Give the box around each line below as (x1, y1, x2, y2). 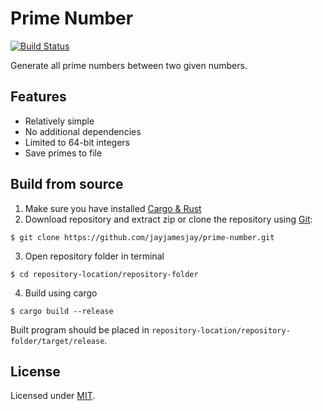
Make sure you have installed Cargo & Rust (24, 202, 202, 214)
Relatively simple (24, 115, 95, 127)
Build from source (10, 176, 124, 193)
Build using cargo (24, 287, 98, 299)
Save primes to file (24, 147, 103, 159)
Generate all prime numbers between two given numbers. (10, 59, 248, 71)
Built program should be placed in (10, 323, 150, 336)
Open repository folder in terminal (24, 250, 165, 262)
